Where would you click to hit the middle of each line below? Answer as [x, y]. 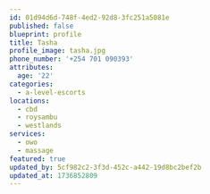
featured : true [38, 159]
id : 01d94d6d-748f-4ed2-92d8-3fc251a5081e [89, 17]
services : [28, 134]
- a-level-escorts [52, 92]
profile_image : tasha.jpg [57, 51]
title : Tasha [34, 42]
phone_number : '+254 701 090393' [71, 59]
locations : [29, 101]
